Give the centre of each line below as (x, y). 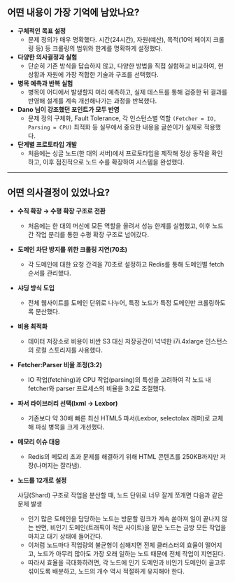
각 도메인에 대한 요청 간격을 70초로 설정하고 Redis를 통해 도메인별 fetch (126, 264)
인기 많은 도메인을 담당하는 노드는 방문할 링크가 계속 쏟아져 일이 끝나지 (124, 518)
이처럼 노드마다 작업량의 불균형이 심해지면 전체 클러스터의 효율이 (116, 545)
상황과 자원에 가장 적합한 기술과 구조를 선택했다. (93, 74)
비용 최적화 (32, 326)
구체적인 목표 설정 (42, 31)
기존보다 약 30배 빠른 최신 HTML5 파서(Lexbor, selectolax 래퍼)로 (119, 418)
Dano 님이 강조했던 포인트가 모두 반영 (69, 109)
